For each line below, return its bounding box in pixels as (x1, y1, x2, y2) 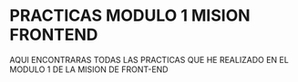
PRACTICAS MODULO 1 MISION (9, 5, 251, 26)
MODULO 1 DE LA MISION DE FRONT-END (9, 64, 169, 75)
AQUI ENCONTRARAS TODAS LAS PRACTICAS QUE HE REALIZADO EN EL (9, 54, 289, 65)
